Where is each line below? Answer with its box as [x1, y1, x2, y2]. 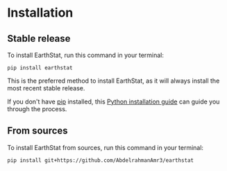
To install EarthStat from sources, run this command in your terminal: [7, 143, 203, 152]
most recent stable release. [7, 84, 85, 92]
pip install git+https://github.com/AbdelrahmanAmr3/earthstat [7, 156, 194, 164]
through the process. [7, 105, 67, 113]
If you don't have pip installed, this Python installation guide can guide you [7, 97, 220, 106]
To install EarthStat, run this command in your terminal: [7, 51, 165, 59]
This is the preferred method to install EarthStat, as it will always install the [7, 76, 220, 85]
